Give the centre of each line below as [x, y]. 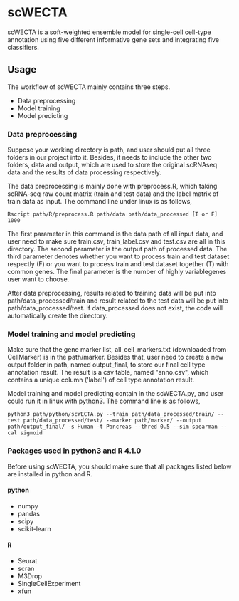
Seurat [27, 561]
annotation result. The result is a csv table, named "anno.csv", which [108, 372]
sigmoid [31, 433]
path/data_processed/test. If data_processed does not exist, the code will [115, 308]
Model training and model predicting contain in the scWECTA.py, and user [116, 394]
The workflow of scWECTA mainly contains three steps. [89, 87]
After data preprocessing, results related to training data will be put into [112, 293]
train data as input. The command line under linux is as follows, [100, 202]
